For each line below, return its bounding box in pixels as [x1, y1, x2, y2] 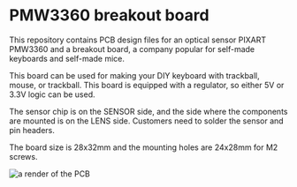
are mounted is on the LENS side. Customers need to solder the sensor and [9, 116, 285, 126]
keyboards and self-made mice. [9, 53, 126, 64]
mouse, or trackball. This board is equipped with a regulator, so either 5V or [9, 79, 285, 90]
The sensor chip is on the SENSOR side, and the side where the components [9, 106, 288, 116]
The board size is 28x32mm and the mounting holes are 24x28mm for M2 [9, 142, 278, 153]
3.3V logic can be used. [9, 89, 95, 100]
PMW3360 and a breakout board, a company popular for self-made [9, 43, 255, 54]
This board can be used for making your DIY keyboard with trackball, [9, 70, 261, 80]
